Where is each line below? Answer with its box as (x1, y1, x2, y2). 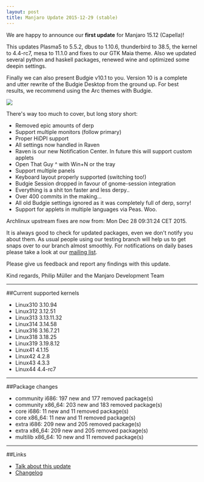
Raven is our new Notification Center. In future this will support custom (15, 147, 192, 155)
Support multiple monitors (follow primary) (15, 128, 122, 135)
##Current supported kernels (6, 289, 80, 296)
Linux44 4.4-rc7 (15, 365, 56, 373)
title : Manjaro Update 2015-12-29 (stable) (6, 15, 118, 21)
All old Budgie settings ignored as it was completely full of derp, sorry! (15, 199, 191, 206)
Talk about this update (15, 462, 71, 470)
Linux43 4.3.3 (15, 359, 50, 366)
